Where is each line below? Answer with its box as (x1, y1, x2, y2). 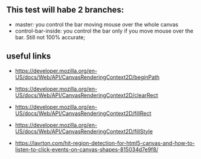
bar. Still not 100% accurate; (14, 33, 86, 41)
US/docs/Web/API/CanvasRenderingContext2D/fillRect (14, 110, 152, 117)
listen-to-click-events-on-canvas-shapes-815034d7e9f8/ (14, 146, 159, 153)
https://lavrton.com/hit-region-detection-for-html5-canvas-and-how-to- (14, 139, 195, 146)
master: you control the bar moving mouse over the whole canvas (14, 20, 179, 28)
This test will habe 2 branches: (6, 5, 124, 15)
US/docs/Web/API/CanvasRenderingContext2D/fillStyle (14, 128, 153, 135)
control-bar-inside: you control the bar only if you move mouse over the (14, 27, 194, 34)
